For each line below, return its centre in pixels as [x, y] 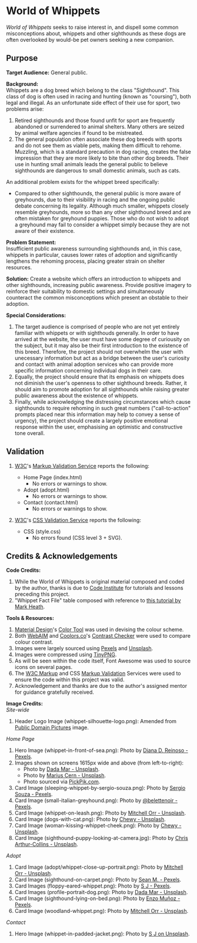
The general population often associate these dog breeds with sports [98, 139]
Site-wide [18, 710]
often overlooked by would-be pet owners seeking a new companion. [90, 39]
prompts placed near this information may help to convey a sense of [97, 414]
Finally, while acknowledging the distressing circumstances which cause [103, 401]
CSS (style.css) [42, 531]
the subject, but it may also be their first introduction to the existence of [101, 345]
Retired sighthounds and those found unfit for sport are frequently [95, 120]
